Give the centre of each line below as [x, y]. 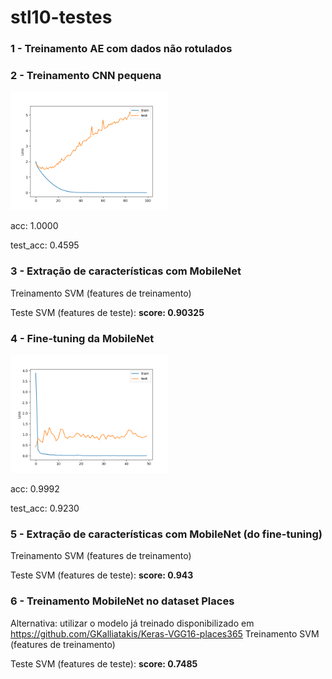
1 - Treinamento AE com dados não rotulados [121, 49]
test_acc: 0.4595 [45, 245]
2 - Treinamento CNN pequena [86, 76]
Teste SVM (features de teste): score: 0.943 [102, 575]
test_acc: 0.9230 [45, 508]
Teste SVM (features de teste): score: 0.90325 [107, 312]
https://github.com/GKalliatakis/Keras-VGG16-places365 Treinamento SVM [165, 633]
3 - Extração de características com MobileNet [126, 271]
